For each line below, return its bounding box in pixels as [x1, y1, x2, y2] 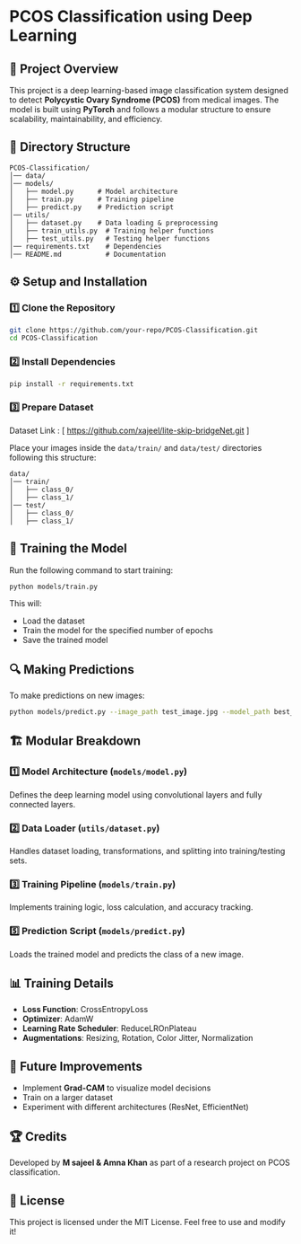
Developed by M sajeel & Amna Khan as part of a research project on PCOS [9, 1157, 291, 1169]
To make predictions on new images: [9, 690, 145, 701]
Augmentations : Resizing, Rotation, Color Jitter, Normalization [21, 1033, 254, 1044]
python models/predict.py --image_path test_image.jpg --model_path [9, 708, 271, 717]
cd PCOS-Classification [9, 334, 99, 343]
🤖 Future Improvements [9, 1058, 143, 1074]
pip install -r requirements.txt [9, 379, 134, 388]
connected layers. [9, 798, 76, 809]
